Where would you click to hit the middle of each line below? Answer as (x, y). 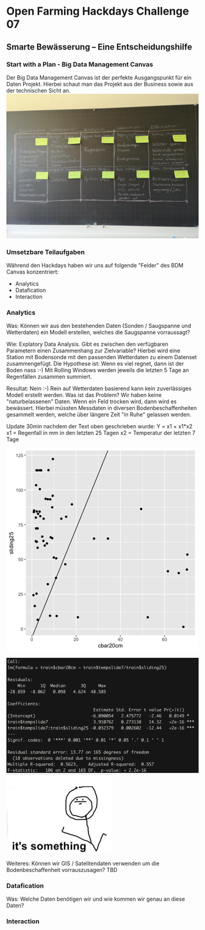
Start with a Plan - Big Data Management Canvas (80, 64)
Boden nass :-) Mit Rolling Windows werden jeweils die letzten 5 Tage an (98, 370)
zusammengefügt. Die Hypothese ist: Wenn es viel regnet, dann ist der (95, 364)
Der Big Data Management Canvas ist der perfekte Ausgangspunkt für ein (99, 77)
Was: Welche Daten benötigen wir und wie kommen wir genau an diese (96, 899)
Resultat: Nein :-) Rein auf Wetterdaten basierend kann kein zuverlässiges (99, 389)
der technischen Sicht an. (38, 91)
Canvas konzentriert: (33, 272)
